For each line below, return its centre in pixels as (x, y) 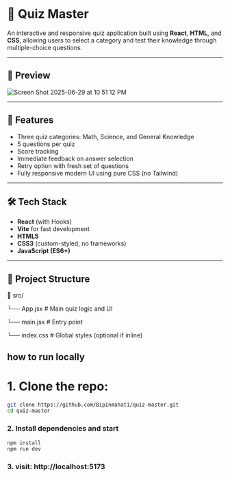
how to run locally (46, 357)
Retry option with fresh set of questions (73, 166)
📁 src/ (15, 296)
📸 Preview (29, 76)
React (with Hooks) (44, 222)
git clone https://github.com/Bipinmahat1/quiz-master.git (93, 405)
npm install (24, 443)
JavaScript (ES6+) (43, 251)
